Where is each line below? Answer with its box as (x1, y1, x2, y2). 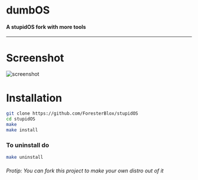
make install (6, 127, 38, 133)
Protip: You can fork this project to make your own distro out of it (6, 167, 164, 174)
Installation (6, 91, 62, 105)
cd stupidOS (6, 116, 35, 122)
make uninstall (6, 154, 44, 161)
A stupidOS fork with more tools (6, 23, 87, 30)
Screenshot (6, 51, 64, 65)
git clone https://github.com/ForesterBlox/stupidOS (6, 111, 138, 116)
